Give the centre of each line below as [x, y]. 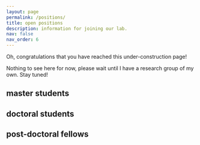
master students [38, 93]
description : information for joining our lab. [67, 28]
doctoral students [40, 114]
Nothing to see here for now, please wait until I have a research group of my [100, 68]
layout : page [23, 12]
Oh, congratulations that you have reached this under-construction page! [97, 57]
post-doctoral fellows [47, 135]
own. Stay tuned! [27, 75]
